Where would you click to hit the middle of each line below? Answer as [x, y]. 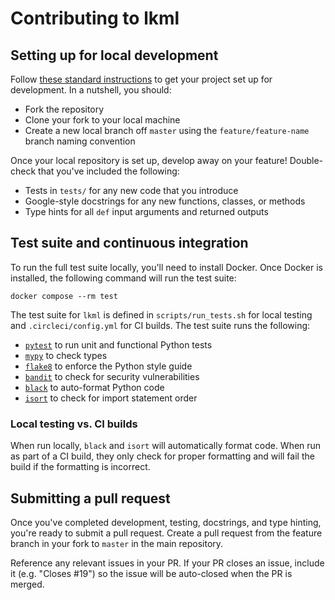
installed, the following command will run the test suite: [123, 278]
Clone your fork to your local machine [102, 120]
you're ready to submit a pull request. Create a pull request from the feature [166, 533]
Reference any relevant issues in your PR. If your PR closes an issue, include [167, 563]
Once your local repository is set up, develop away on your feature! [149, 160]
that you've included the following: [109, 171]
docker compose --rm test [64, 296]
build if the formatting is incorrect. [80, 467]
